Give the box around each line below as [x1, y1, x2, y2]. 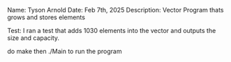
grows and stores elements [7, 13, 86, 21]
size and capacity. [7, 34, 60, 42]
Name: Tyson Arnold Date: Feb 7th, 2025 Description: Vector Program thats [7, 6, 225, 14]
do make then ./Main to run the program [7, 48, 122, 55]
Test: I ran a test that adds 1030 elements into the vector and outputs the [7, 27, 216, 34]
